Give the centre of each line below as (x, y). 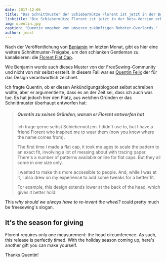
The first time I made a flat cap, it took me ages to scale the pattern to (88, 147)
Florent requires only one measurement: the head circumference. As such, (81, 235)
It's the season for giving (44, 223)
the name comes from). (41, 137)
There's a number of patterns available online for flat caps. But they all (89, 157)
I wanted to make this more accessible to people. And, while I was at (87, 172)
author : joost (20, 33)
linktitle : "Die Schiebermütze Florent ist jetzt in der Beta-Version (79, 19)
